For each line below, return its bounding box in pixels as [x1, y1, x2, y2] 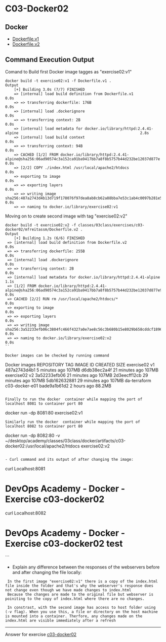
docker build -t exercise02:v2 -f [5, 222, 77, 227]
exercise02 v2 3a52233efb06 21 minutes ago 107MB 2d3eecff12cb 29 [5, 372, 148, 378]
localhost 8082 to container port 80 [5, 424, 83, 428]
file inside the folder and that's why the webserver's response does [5, 583, 154, 588]
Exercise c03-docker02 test [5, 538, 123, 549]
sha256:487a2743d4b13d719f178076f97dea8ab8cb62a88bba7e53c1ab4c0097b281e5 [5, 196, 163, 201]
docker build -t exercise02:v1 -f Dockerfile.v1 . [5, 78, 112, 83]
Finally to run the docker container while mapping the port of [5, 397, 142, 402]
